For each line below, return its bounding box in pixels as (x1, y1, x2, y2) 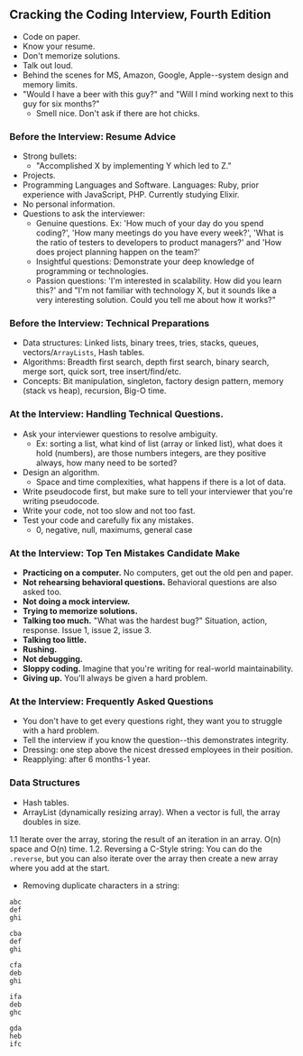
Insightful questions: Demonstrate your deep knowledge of (35, 256, 255, 267)
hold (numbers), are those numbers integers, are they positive (35, 447, 267, 458)
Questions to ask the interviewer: (22, 208, 146, 219)
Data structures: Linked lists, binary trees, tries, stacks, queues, (22, 337, 260, 348)
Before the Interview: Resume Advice (9, 130, 176, 142)
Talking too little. (22, 635, 87, 645)
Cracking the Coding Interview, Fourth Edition (9, 7, 271, 23)
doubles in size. (22, 816, 81, 827)
